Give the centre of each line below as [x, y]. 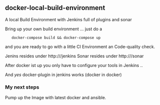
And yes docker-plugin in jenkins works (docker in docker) [64, 75]
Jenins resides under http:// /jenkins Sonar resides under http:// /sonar [74, 56]
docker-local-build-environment [55, 8]
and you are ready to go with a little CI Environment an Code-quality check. [80, 46]
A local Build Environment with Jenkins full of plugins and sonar [69, 19]
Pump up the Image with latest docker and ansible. [56, 98]
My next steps [22, 87]
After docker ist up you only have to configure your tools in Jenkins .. [74, 65]
